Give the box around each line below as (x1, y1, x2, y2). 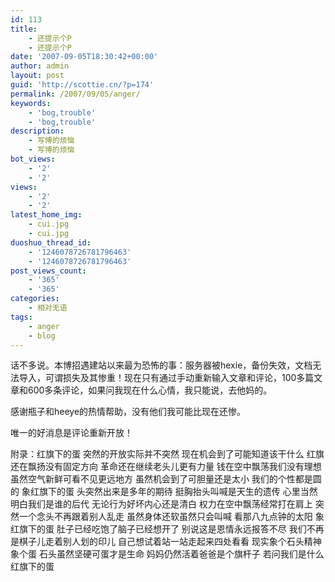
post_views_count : (10, 266, 87, 276)
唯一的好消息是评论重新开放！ (10, 427, 133, 439)
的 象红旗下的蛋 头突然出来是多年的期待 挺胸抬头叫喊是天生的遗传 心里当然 (10, 486, 318, 498)
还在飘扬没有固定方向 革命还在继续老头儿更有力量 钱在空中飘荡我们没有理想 (10, 461, 322, 473)
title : (10, 24, 38, 34)
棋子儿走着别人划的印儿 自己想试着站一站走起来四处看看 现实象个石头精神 (18, 536, 322, 548)
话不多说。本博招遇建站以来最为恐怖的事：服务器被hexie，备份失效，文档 (10, 359, 313, 371)
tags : (10, 312, 33, 322)
